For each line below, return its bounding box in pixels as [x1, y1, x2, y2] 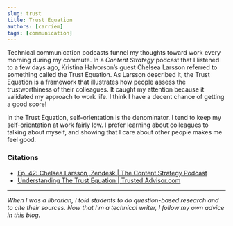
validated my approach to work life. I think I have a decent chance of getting [7, 93, 225, 101]
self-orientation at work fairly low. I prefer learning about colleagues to [7, 121, 209, 129]
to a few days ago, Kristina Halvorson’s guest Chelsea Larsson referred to [7, 63, 218, 71]
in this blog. [7, 211, 41, 219]
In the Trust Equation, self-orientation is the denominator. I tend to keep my [7, 114, 222, 122]
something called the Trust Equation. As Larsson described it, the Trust [7, 71, 210, 79]
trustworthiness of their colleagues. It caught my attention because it [7, 85, 205, 94]
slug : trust [7, 10, 42, 17]
